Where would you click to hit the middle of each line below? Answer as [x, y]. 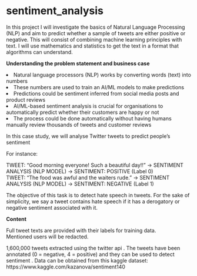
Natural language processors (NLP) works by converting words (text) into [102, 75]
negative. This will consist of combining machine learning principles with [94, 39]
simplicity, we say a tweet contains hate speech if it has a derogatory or [93, 201]
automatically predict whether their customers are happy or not [83, 112]
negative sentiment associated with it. [52, 207]
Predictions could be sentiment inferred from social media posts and [96, 93]
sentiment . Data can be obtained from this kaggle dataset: [77, 260]
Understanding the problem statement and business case [78, 63]
